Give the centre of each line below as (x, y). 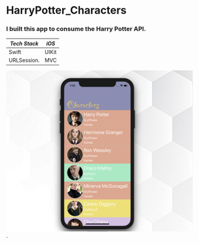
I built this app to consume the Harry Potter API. (76, 29)
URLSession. (24, 61)
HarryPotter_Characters (66, 10)
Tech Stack (24, 43)
